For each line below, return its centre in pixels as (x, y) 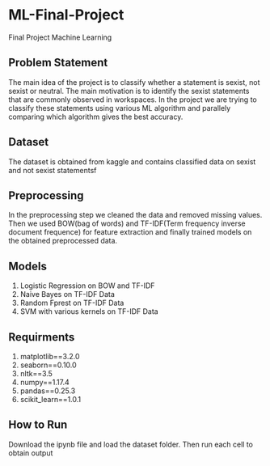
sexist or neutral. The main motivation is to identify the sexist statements (129, 91)
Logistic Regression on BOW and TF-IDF (87, 286)
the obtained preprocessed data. (63, 241)
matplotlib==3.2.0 (50, 356)
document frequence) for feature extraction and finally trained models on (130, 232)
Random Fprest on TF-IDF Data (72, 303)
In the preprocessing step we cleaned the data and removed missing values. (135, 215)
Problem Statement (58, 63)
